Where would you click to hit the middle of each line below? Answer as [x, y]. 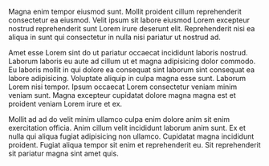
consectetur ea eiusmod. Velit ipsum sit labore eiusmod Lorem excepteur [129, 20]
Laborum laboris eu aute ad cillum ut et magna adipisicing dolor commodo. [132, 61]
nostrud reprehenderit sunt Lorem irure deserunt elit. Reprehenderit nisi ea [132, 28]
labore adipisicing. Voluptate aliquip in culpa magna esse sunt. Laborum [127, 78]
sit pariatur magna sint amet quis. [63, 153]
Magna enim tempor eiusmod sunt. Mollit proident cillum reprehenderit [125, 12]
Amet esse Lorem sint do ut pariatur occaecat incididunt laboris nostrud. [128, 53]
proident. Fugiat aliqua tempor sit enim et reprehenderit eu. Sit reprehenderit [134, 145]
